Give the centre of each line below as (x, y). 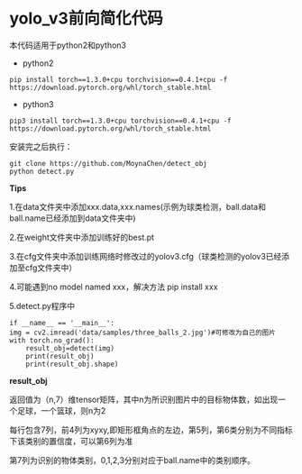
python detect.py (42, 171)
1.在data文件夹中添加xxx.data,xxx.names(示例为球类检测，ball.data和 (137, 206)
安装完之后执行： (41, 146)
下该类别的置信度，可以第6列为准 (71, 441)
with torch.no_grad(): (52, 340)
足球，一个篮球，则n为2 (61, 410)
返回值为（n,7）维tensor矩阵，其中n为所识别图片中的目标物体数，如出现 (144, 399)
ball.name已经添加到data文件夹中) (73, 218)
